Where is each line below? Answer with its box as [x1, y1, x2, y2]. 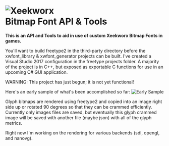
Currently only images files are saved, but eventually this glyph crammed [5, 109, 157, 115]
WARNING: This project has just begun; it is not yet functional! [5, 79, 134, 85]
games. [5, 38, 22, 44]
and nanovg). [5, 135, 33, 141]
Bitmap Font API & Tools [5, 16, 107, 27]
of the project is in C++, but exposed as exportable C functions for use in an [5, 64, 163, 70]
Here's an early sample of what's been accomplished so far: [5, 88, 131, 94]
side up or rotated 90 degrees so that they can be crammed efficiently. [5, 104, 152, 110]
